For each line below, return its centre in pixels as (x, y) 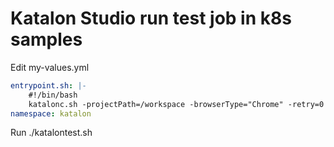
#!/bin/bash (53, 95)
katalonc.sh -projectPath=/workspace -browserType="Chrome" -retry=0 (176, 104)
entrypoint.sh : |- (48, 85)
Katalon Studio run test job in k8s (151, 18)
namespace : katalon (51, 113)
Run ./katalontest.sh (51, 133)
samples (46, 39)
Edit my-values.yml (50, 67)
